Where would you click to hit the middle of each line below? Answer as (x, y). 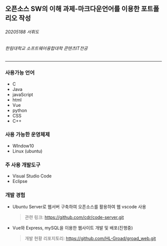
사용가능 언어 (20, 73)
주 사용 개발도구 (23, 164)
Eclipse (20, 181)
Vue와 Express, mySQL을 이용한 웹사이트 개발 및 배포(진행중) (73, 228)
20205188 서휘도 (22, 32)
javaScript (23, 94)
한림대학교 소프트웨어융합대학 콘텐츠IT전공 (46, 48)
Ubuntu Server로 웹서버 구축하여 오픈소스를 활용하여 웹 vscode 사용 (79, 207)
